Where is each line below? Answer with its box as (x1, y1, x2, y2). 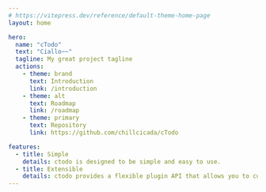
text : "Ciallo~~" (15, 48, 73, 56)
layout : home (8, 19, 51, 27)
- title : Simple (15, 150, 69, 158)
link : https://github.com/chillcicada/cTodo (28, 129, 179, 137)
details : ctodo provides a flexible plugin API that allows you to (22, 172, 249, 180)
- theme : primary (22, 114, 80, 122)
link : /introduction (28, 85, 97, 92)
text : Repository (28, 122, 87, 130)
